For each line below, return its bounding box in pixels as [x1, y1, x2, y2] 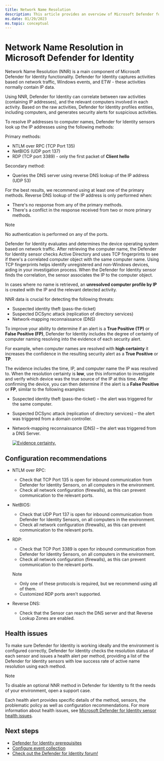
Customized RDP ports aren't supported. [19, 591, 102, 597]
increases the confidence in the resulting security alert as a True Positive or [5, 351, 159, 357]
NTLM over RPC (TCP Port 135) [12, 143, 75, 149]
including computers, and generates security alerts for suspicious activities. [5, 109, 158, 115]
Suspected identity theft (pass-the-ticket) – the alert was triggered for [12, 396, 153, 402]
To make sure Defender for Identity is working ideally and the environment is [5, 642, 159, 648]
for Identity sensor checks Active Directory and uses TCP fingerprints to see [5, 251, 159, 257]
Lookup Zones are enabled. [19, 615, 75, 621]
